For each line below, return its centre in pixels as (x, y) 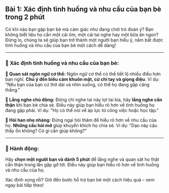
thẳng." (13, 90)
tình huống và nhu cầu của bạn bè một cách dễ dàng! (61, 45)
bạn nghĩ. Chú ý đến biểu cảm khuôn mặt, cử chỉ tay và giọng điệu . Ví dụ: (82, 79)
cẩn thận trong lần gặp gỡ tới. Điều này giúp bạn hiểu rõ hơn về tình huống (82, 165)
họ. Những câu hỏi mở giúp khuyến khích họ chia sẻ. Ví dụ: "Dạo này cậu (81, 126)
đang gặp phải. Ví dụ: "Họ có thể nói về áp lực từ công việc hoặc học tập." (82, 111)
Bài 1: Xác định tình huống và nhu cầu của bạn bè (83, 9)
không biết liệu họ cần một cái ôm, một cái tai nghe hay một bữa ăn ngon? (82, 34)
